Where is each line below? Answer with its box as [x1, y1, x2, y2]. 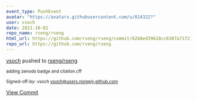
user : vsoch [6, 19, 35, 25]
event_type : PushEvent [6, 8, 62, 15]
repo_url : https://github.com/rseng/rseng [6, 41, 111, 47]
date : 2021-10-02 [6, 25, 49, 31]
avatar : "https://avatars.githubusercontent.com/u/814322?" [6, 14, 157, 20]
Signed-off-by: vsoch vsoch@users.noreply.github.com [6, 78, 118, 85]
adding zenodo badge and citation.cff [6, 68, 82, 74]
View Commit [6, 89, 39, 96]
